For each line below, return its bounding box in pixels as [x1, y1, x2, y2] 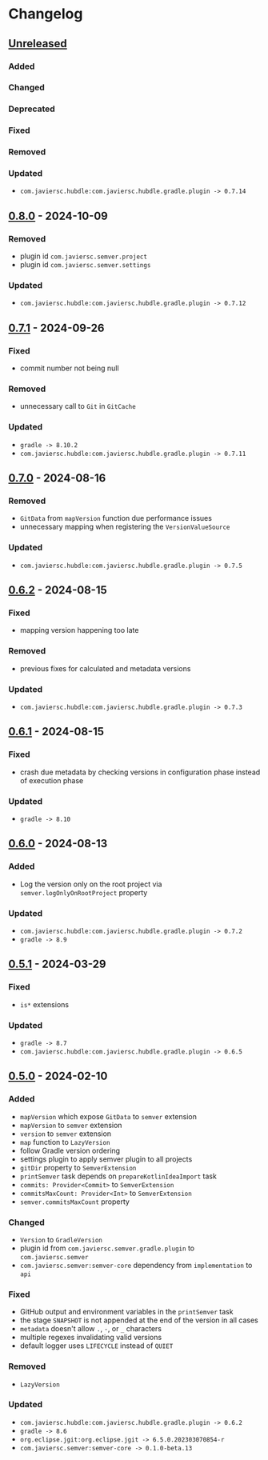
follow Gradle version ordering [19, 1146, 121, 1155]
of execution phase [19, 775, 84, 785]
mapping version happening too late [19, 626, 139, 635]
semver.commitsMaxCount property [19, 1197, 130, 1206]
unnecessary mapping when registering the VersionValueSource [19, 522, 230, 532]
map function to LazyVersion [19, 1137, 110, 1146]
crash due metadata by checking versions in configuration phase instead [19, 767, 261, 777]
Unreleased [8, 37, 68, 50]
